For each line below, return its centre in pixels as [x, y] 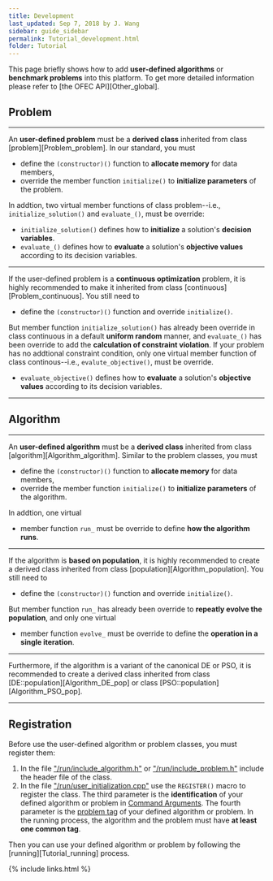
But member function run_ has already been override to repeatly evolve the [135, 609]
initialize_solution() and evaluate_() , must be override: [106, 214]
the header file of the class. [66, 777]
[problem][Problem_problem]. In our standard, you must [102, 148]
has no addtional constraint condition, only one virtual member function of [133, 353]
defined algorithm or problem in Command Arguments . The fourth [130, 803]
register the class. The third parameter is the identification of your [132, 794]
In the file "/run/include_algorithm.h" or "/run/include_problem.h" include [142, 768]
